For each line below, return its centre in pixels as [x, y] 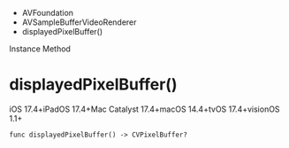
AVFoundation [47, 13]
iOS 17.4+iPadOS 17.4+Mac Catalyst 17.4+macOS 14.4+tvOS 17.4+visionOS [144, 109]
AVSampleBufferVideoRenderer [79, 22]
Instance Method [40, 49]
